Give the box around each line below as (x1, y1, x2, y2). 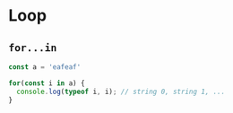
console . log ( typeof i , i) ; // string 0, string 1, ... (16, 87, 226, 96)
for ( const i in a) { (8, 78, 86, 88)
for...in (8, 41, 57, 54)
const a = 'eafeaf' (8, 63, 82, 72)
